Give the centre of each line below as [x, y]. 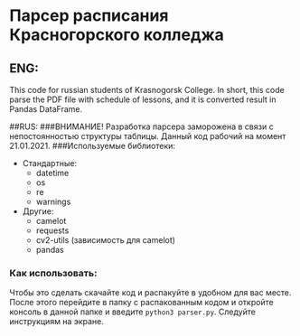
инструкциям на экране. [56, 322]
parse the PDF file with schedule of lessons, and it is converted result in [143, 99]
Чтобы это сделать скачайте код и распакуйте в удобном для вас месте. [150, 293]
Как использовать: [53, 273]
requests [52, 230]
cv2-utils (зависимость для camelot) [106, 240]
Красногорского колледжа [117, 35]
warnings [53, 201]
